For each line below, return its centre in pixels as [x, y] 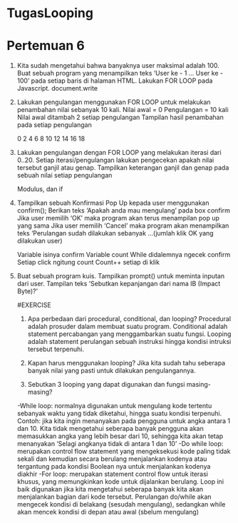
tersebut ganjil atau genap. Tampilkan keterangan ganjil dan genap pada [123, 168]
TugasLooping [50, 13]
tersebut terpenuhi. [56, 349]
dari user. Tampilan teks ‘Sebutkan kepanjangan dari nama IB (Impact [119, 284]
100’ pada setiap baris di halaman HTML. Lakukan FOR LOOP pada [115, 81]
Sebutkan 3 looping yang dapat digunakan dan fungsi [106, 385]
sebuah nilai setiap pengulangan [64, 176]
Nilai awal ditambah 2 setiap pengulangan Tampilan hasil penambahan [120, 117]
